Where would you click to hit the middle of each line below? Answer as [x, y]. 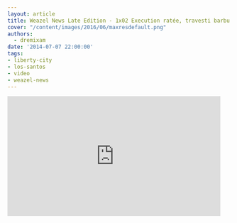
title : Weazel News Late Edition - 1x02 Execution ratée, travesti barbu [119, 21]
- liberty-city [30, 60]
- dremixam [30, 40]
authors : [20, 34]
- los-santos [27, 67]
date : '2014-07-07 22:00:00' [50, 47]
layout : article [31, 14]
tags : [15, 54]
